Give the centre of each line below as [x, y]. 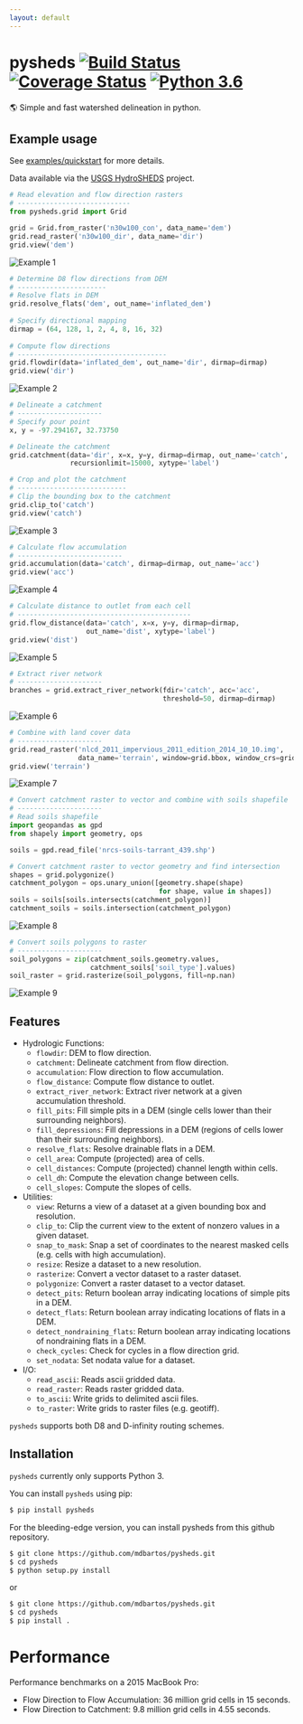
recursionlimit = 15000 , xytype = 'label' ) [145, 463]
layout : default [40, 18]
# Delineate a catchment [56, 405]
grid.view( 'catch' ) [46, 513]
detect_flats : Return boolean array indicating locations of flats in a [161, 1313]
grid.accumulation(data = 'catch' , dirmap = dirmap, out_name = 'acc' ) [134, 564]
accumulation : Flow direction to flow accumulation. [129, 1072]
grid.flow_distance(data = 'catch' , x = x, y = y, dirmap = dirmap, [125, 623]
